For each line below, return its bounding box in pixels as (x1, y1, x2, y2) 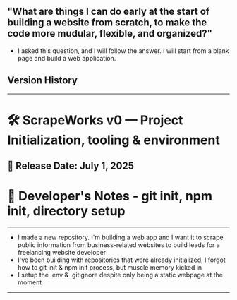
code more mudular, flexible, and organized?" (7, 28, 213, 40)
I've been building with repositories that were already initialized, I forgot (17, 256, 226, 264)
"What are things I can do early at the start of (7, 6, 210, 18)
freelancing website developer (17, 248, 107, 257)
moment (17, 278, 42, 287)
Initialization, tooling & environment (7, 132, 220, 148)
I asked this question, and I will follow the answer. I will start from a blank (17, 46, 229, 55)
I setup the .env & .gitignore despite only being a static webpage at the (17, 271, 224, 280)
